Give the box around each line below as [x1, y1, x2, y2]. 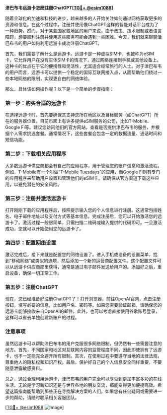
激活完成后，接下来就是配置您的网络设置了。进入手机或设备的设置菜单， [5, 252, 153, 258]
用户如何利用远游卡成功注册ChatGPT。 [22, 40, 102, 46]
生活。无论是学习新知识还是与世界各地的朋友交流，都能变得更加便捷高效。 [5, 382, 158, 388]
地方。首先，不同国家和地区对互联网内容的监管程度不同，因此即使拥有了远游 [5, 346, 162, 352]
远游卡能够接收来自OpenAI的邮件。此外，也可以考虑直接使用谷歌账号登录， [5, 308, 160, 314]
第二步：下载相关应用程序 [5, 150, 67, 157]
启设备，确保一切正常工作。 [5, 270, 62, 276]
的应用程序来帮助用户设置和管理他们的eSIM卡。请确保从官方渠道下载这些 [5, 175, 155, 181]
